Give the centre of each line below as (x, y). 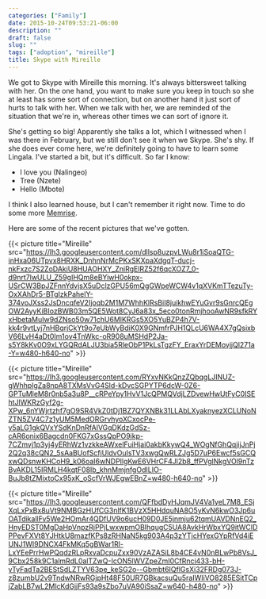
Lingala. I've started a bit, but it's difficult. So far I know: (99, 156)
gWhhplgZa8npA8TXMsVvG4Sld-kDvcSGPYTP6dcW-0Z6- (104, 385)
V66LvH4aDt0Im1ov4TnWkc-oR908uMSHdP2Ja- (88, 336)
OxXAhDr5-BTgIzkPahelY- (51, 294)
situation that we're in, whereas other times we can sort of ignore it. (118, 116)
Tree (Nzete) (40, 180)
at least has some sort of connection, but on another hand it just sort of (124, 99)
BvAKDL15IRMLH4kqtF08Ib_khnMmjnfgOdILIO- (85, 470)
